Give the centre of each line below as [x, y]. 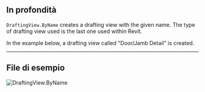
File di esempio [36, 68]
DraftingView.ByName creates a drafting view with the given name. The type [101, 24]
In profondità [31, 10]
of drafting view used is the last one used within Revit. [74, 31]
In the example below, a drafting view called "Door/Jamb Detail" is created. [100, 43]
